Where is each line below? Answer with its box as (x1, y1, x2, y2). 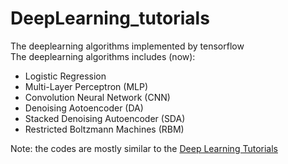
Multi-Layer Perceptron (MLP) (24, 80, 149, 92)
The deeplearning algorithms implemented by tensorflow (10, 40, 245, 52)
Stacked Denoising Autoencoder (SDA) (24, 112, 186, 124)
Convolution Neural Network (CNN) (24, 91, 171, 103)
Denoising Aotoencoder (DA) (24, 102, 144, 114)
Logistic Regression (24, 70, 107, 82)
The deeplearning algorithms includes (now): (10, 50, 196, 62)
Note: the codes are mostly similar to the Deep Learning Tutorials (10, 142, 278, 154)
